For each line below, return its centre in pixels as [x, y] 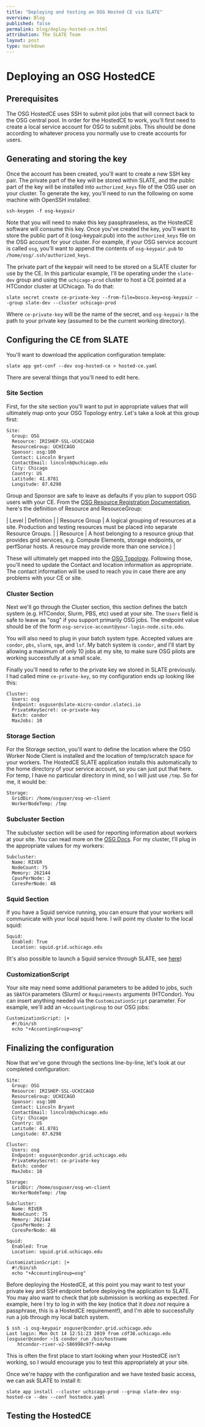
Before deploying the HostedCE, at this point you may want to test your [96, 1285]
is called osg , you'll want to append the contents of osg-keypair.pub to [95, 248]
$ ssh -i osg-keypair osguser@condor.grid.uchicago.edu [79, 1328]
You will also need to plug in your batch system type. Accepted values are [99, 639]
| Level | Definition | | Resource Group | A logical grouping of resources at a [101, 520]
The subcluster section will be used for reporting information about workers [102, 833]
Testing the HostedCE [49, 1416]
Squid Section [28, 899]
